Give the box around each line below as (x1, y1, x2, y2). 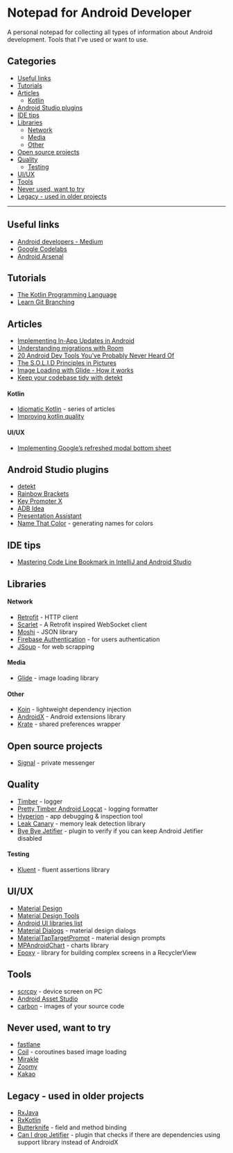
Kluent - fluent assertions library (17, 866, 110, 874)
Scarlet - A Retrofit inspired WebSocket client (17, 620, 148, 629)
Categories (7, 56, 57, 67)
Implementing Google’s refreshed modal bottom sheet (17, 444, 171, 452)
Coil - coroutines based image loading (17, 1048, 127, 1056)
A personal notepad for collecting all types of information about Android (7, 28, 213, 36)
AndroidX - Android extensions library (17, 713, 126, 721)
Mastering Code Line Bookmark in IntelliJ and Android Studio (17, 558, 192, 566)
